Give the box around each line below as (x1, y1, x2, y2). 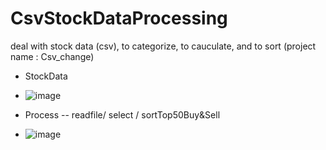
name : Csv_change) (10, 50, 95, 62)
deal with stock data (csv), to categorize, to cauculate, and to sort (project (10, 40, 317, 52)
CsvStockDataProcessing (10, 7, 228, 30)
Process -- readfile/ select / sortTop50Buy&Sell (24, 108, 221, 121)
